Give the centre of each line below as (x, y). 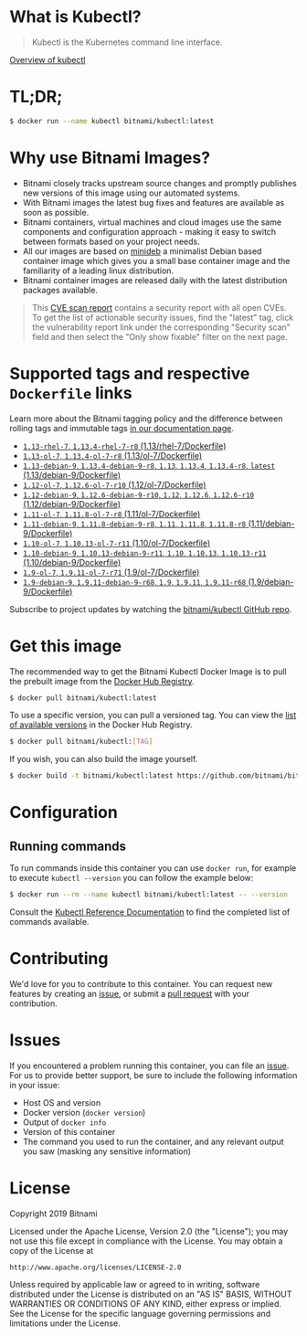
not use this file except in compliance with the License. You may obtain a (146, 1241)
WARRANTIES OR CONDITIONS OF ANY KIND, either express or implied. (145, 1303)
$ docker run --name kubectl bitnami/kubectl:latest (112, 121)
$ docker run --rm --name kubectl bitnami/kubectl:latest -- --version (148, 895)
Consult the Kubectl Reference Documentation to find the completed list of (150, 912)
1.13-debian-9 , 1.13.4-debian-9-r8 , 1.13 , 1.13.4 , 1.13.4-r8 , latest (149, 465)
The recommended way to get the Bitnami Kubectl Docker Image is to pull (148, 671)
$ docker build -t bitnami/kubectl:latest (91, 776)
